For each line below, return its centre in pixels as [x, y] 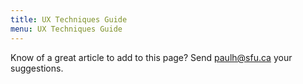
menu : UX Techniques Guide [66, 29]
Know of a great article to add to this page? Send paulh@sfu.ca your [151, 57]
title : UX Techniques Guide [69, 19]
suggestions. [37, 68]
